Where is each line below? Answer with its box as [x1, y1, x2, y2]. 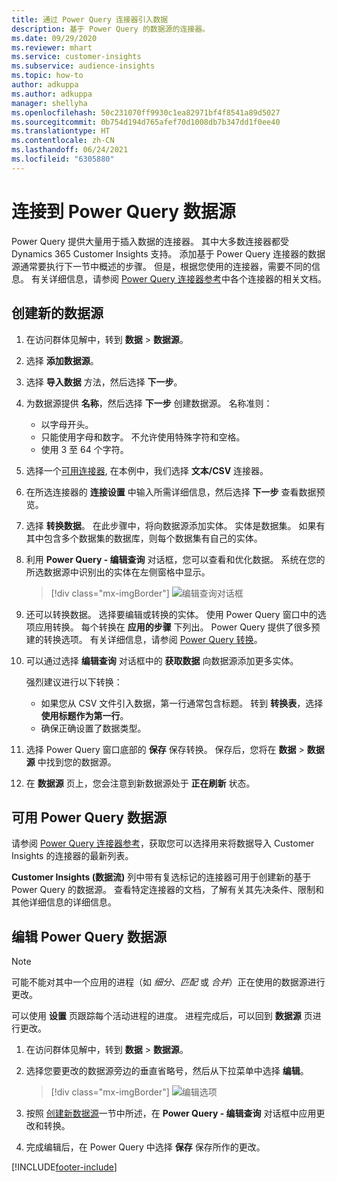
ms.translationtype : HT [11, 126, 111, 136]
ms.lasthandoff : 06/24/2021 [11, 145, 129, 155]
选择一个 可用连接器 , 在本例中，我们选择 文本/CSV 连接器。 [25, 464, 269, 476]
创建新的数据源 [11, 305, 104, 322]
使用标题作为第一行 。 [40, 709, 129, 721]
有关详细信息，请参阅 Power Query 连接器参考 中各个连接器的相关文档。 [30, 272, 327, 285]
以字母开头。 [40, 418, 94, 430]
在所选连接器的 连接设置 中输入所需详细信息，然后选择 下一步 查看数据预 [25, 486, 326, 498]
